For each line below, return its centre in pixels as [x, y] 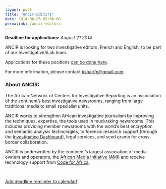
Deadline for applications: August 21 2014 [49, 38]
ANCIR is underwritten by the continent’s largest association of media [76, 151]
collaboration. [34, 142]
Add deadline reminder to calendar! [41, 181]
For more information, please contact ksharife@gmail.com [64, 72]
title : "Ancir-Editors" [30, 14]
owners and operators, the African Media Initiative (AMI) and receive [75, 157]
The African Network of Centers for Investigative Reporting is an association [83, 95]
